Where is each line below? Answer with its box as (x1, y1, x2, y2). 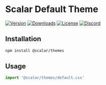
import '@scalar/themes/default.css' (5, 75, 85, 80)
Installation (5, 35, 41, 43)
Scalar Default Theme (5, 4, 98, 15)
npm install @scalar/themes (5, 48, 65, 53)
